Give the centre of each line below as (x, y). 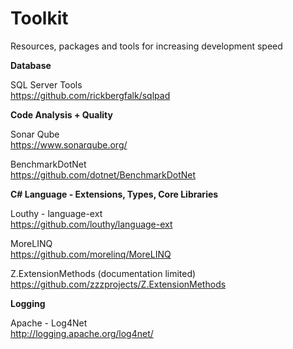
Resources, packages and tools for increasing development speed (146, 46)
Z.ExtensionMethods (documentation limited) (103, 273)
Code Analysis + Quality (61, 114)
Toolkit (39, 18)
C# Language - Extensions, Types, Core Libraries (114, 194)
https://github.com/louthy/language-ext (91, 224)
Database (31, 65)
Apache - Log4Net (49, 323)
